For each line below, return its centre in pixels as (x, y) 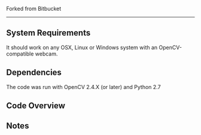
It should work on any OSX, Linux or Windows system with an (82, 47)
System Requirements (48, 33)
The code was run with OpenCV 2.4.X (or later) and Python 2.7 (83, 87)
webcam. (46, 54)
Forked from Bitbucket (34, 9)
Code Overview (36, 106)
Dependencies (34, 73)
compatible (20, 54)
